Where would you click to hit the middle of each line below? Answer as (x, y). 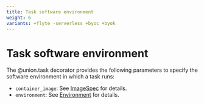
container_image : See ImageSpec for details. (71, 88)
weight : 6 (19, 18)
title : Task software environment (50, 12)
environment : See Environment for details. (67, 95)
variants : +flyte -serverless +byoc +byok (61, 23)
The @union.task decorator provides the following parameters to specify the (102, 70)
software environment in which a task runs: (60, 77)
